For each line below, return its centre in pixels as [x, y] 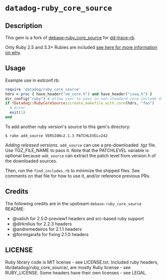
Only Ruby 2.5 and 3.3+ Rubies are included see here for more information [81, 47]
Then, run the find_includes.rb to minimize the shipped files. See [73, 170]
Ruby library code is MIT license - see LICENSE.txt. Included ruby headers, [82, 262]
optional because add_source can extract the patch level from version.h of [81, 155]
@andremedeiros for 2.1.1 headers [47, 229]
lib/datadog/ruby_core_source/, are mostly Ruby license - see [68, 267]
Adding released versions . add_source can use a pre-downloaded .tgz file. [81, 145]
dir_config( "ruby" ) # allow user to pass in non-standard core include [81, 99]
